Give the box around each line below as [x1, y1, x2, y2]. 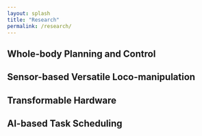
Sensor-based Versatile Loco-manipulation [7, 71, 196, 83]
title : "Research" [7, 16, 60, 23]
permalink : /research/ [7, 23, 72, 29]
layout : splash [7, 10, 51, 17]
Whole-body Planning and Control [7, 48, 156, 59]
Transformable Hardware [7, 94, 117, 106]
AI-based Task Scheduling [7, 118, 123, 129]
